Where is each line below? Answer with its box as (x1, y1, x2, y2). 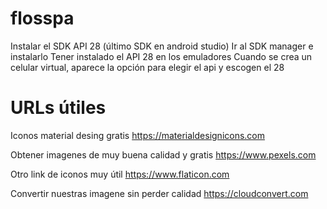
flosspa (10, 7, 75, 30)
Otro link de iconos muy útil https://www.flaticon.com (10, 168, 230, 180)
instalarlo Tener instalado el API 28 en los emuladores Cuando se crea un (10, 50, 313, 62)
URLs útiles (10, 97, 107, 119)
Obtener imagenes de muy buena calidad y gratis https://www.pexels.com (10, 148, 317, 161)
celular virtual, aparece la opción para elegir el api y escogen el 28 (10, 61, 285, 73)
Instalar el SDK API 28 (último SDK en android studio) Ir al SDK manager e (10, 40, 314, 52)
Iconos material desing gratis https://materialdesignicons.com (10, 129, 266, 141)
